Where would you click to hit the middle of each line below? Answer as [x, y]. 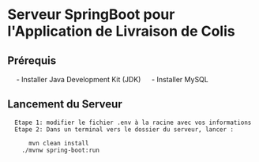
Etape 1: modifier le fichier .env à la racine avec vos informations [133, 122]
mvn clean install [58, 143]
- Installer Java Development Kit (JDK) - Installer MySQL [112, 79]
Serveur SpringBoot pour [91, 15]
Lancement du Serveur [65, 104]
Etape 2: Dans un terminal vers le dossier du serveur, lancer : [124, 129]
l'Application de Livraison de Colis [121, 31]
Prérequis [32, 60]
